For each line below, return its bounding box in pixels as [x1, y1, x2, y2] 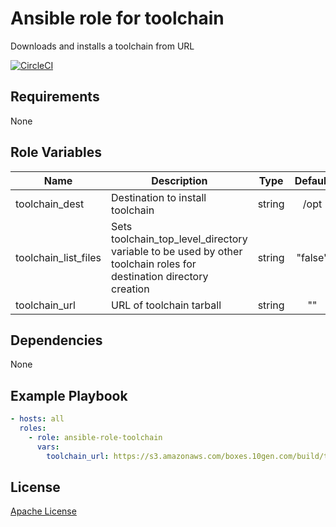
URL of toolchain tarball [111, 298, 222, 312]
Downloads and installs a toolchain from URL [10, 40, 195, 52]
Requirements [10, 88, 100, 106]
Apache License [10, 505, 77, 517]
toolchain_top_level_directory [111, 232, 248, 246]
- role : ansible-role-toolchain [28, 432, 163, 442]
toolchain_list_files [15, 250, 102, 264]
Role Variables [10, 144, 102, 161]
